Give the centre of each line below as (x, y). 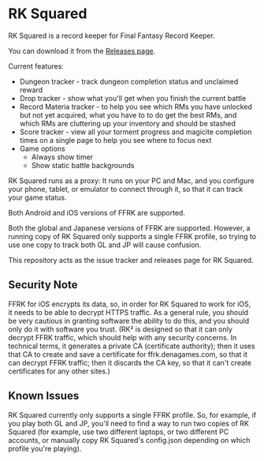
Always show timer (62, 157)
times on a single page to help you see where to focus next (115, 140)
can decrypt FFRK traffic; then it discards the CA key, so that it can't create (130, 362)
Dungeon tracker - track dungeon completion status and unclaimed (129, 81)
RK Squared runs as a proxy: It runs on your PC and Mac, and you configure (131, 180)
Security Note (43, 285)
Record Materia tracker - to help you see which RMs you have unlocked (136, 107)
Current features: (36, 66)
